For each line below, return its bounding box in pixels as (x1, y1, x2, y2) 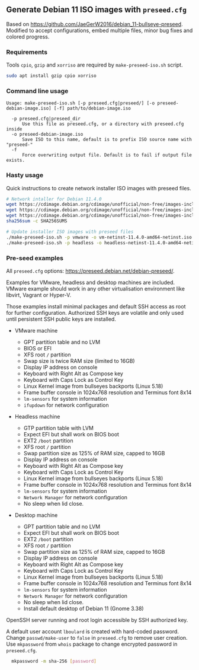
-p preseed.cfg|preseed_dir (11, 116, 81, 122)
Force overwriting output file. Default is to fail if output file (21, 152, 192, 158)
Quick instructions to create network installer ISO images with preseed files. (6, 184, 191, 192)
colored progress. (6, 33, 50, 40)
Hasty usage (6, 171, 43, 180)
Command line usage (6, 87, 69, 95)
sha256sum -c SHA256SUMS (6, 218, 68, 224)
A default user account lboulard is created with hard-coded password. (6, 628, 179, 635)
